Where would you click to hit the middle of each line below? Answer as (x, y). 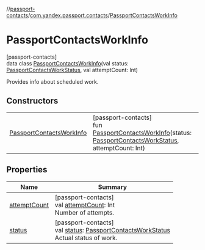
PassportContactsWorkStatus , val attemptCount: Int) (72, 70)
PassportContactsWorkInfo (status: (142, 133)
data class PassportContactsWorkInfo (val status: (68, 63)
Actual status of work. (86, 238)
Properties (27, 170)
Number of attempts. (85, 212)
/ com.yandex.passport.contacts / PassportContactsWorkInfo (103, 15)
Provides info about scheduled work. (52, 81)
